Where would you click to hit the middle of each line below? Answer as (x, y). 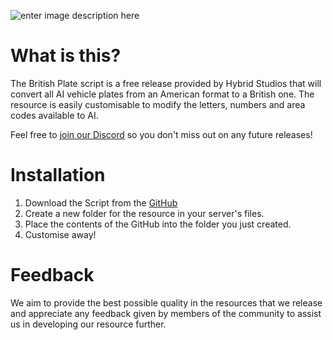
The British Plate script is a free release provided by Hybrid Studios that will (166, 83)
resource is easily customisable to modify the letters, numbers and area (158, 104)
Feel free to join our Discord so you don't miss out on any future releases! (161, 134)
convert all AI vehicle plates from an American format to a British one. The (162, 94)
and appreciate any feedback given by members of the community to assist (166, 313)
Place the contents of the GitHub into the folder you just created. (158, 224)
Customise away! (60, 234)
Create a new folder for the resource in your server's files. (144, 213)
